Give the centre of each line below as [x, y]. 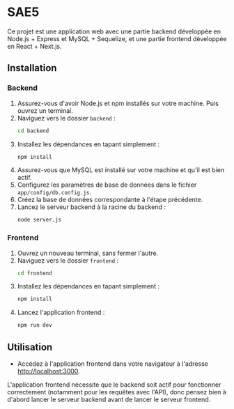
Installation [32, 68]
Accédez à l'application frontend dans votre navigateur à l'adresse [113, 364]
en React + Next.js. [34, 46]
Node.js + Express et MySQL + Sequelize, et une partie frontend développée [117, 38]
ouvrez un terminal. [45, 110]
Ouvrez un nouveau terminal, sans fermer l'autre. [88, 253]
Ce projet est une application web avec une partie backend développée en [114, 31]
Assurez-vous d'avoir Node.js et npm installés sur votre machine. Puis [118, 103]
